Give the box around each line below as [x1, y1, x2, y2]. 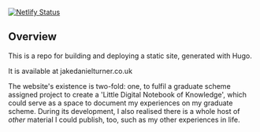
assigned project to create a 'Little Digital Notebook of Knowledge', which [8, 90, 247, 99]
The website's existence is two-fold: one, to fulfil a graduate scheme [8, 81, 231, 90]
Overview [8, 30, 58, 43]
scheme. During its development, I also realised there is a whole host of [8, 106, 240, 115]
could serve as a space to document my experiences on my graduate [8, 98, 233, 108]
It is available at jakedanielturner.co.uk [8, 66, 132, 75]
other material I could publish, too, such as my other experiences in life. [8, 115, 240, 124]
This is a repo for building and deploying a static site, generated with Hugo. [8, 51, 252, 60]
